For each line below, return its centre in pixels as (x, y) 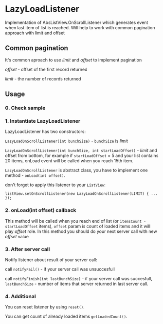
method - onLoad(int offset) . (35, 175)
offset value (17, 236)
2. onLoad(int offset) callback (41, 210)
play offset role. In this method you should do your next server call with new (81, 231)
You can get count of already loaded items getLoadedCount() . (66, 316)
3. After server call (27, 249)
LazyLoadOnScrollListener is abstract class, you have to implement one (76, 170)
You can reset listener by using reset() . (45, 307)
